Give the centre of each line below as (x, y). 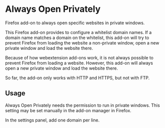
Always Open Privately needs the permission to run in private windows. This (82, 105)
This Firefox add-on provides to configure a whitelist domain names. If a (79, 32)
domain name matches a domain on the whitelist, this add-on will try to (77, 38)
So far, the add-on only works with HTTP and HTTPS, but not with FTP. (77, 78)
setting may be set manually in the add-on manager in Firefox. (68, 110)
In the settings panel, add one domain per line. (52, 120)
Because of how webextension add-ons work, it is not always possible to (79, 57)
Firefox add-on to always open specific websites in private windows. (75, 23)
